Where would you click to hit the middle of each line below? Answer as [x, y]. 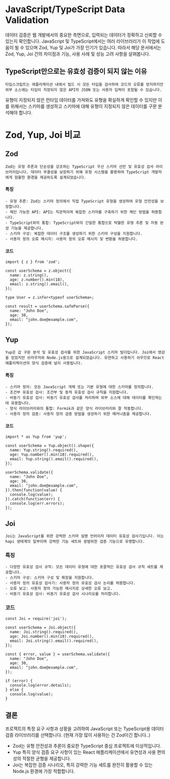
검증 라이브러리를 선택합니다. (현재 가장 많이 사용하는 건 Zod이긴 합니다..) [78, 735]
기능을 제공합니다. [27, 228]
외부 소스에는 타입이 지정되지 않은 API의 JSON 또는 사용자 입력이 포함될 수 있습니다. [84, 90]
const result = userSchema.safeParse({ [47, 306]
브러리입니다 [16, 172]
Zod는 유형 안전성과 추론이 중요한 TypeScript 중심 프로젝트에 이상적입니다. [87, 745]
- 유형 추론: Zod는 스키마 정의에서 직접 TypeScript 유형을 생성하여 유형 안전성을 [82, 201]
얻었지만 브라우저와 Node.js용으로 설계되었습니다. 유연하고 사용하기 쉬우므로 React [88, 358]
